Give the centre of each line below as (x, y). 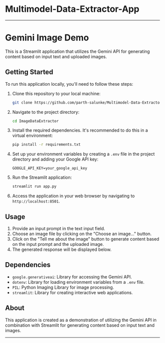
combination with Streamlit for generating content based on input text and (80, 325)
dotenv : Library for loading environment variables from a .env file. (78, 282)
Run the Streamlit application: (42, 177)
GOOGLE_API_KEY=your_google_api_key (50, 169)
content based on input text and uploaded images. (56, 56)
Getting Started (29, 72)
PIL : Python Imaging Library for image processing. (63, 287)
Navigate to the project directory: (46, 112)
